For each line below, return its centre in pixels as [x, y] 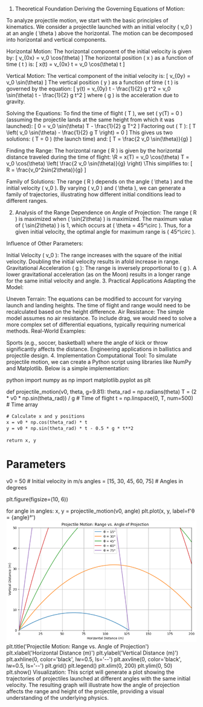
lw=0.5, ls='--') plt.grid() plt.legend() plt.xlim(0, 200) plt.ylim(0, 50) [89, 666]
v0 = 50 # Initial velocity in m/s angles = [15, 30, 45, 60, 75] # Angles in [95, 481]
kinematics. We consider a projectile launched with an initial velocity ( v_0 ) [99, 27]
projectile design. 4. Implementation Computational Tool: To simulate [92, 355]
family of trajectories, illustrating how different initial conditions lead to [94, 194]
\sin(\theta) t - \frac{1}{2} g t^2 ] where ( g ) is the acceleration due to [93, 95]
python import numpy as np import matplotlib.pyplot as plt [79, 380]
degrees [17, 487]
